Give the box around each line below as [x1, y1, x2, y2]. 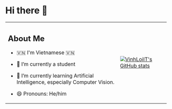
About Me [8, 33, 45, 43]
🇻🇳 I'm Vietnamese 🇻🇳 [16, 49, 75, 56]
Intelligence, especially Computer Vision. [16, 79, 115, 86]
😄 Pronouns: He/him [16, 90, 67, 97]
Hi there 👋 [5, 5, 48, 16]
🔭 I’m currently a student [16, 61, 76, 68]
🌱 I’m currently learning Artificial [16, 72, 94, 79]
